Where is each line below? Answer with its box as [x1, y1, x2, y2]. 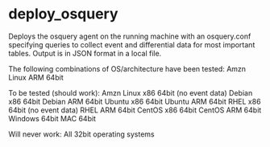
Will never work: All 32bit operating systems [8, 129, 155, 139]
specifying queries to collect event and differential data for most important [8, 39, 255, 49]
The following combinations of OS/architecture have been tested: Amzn [8, 63, 247, 73]
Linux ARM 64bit [8, 72, 64, 82]
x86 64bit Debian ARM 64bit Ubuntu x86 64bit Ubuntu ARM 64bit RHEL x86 [8, 96, 261, 106]
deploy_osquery [8, 5, 118, 23]
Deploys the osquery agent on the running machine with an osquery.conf [8, 31, 251, 41]
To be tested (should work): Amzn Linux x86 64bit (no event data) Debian [8, 88, 253, 97]
